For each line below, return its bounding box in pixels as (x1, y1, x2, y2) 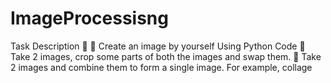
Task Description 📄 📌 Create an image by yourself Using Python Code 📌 (10, 40, 306, 52)
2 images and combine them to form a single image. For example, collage (10, 61, 313, 73)
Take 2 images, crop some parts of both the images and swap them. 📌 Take (10, 50, 322, 62)
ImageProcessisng (10, 7, 169, 30)
